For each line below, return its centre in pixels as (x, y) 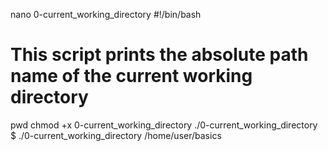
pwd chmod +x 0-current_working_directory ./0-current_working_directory (164, 125)
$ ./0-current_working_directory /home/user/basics (116, 135)
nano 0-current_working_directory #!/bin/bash (106, 14)
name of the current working (131, 76)
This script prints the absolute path (159, 55)
